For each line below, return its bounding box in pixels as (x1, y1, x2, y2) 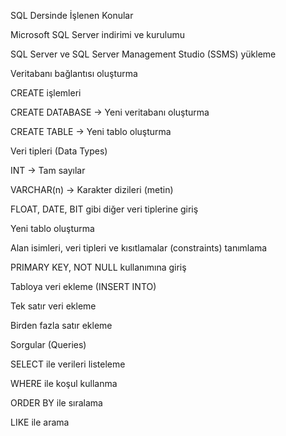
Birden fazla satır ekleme (10, 320, 113, 331)
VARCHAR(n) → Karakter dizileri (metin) (10, 184, 174, 195)
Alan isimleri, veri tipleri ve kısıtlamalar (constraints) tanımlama (10, 242, 268, 254)
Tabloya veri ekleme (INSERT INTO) (10, 281, 157, 292)
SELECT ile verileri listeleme (10, 358, 126, 370)
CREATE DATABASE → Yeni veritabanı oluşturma (10, 106, 210, 118)
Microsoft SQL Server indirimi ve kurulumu (10, 29, 186, 40)
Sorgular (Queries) (10, 339, 87, 350)
